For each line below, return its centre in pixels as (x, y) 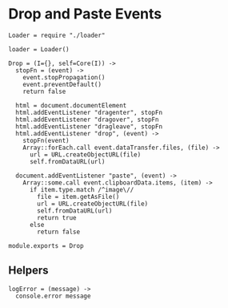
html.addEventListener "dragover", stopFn (87, 120)
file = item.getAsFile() (78, 197)
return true (57, 217)
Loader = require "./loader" (57, 35)
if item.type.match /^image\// (82, 189)
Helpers (28, 271)
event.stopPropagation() (64, 77)
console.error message (53, 296)
